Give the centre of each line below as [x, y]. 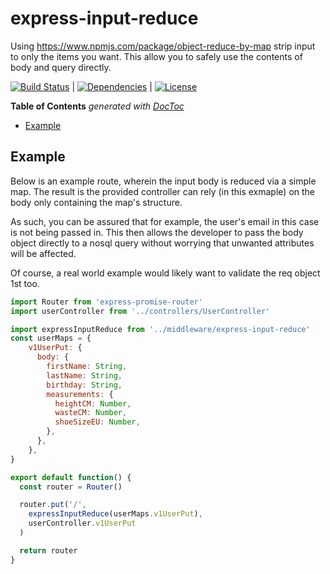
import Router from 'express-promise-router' [106, 302]
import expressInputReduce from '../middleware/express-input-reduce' [160, 329]
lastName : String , [84, 375]
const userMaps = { [51, 338]
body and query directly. [61, 67]
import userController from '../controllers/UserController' [140, 311]
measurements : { [80, 394]
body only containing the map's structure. [96, 202]
